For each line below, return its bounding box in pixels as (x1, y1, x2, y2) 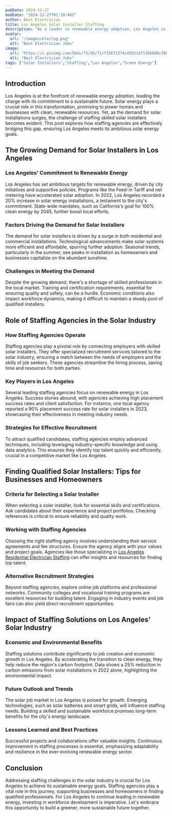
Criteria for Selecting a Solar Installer (5, 491, 99, 498)
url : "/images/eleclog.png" (10, 37, 70, 42)
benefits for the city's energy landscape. (5, 713, 91, 719)
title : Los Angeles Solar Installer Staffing (5, 22, 104, 27)
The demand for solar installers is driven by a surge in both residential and (5, 233, 162, 239)
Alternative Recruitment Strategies (5, 572, 94, 579)
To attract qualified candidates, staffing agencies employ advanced (5, 436, 147, 442)
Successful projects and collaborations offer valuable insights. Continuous (5, 738, 162, 744)
